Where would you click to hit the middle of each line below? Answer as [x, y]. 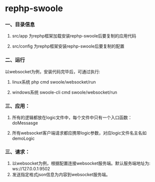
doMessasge [25, 123]
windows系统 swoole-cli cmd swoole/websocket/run [64, 92]
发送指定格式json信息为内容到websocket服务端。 [61, 175]
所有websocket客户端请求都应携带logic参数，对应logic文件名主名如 [79, 133]
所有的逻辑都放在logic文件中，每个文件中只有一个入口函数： [72, 117]
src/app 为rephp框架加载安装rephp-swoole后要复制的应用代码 [74, 36]
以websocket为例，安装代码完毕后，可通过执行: [53, 71]
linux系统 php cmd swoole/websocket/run [54, 82]
